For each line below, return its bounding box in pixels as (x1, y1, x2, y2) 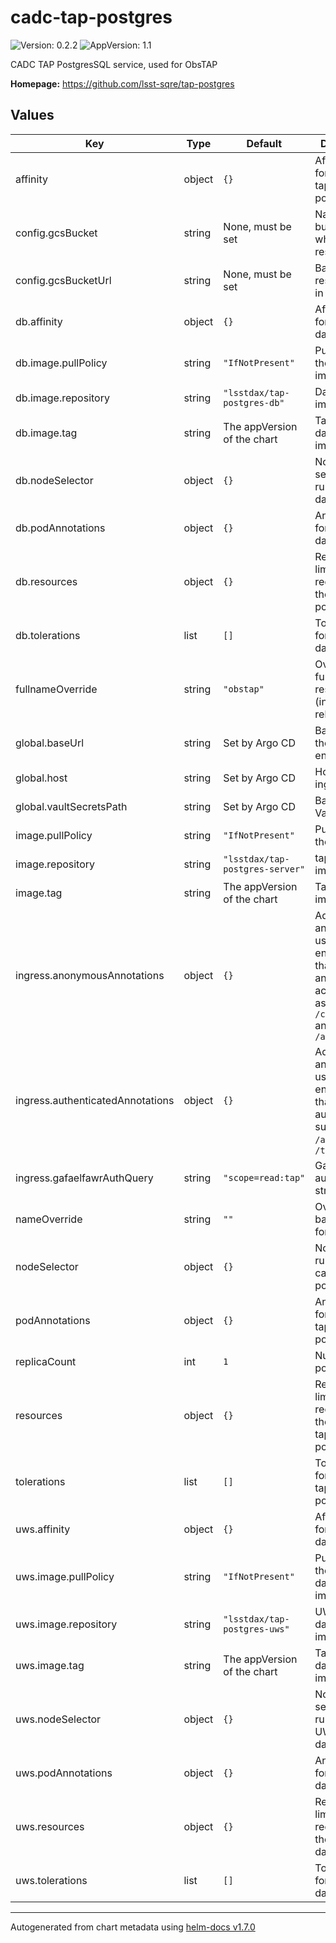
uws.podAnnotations (15, 1766, 113, 1780)
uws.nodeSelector (15, 1712, 102, 1726)
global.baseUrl (15, 736, 85, 750)
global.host (15, 771, 68, 785)
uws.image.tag (15, 1658, 85, 1672)
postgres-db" (223, 397, 285, 408)
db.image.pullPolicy (15, 356, 108, 370)
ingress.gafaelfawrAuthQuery (15, 1171, 154, 1185)
